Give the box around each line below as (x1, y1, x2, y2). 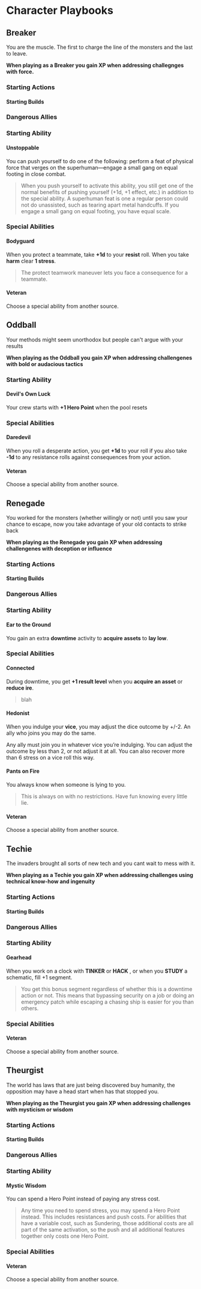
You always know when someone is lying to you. (6, 781, 126, 788)
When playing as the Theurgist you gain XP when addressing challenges (6, 1099, 191, 1106)
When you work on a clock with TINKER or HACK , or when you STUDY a (6, 967, 188, 975)
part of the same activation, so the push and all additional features (20, 1226, 185, 1234)
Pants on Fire (6, 767, 40, 775)
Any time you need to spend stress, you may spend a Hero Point (20, 1207, 180, 1214)
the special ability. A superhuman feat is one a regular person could (20, 195, 188, 202)
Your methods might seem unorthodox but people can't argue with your (6, 336, 184, 343)
